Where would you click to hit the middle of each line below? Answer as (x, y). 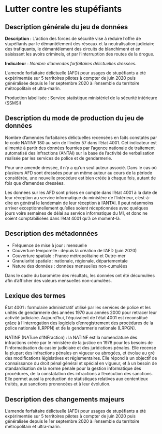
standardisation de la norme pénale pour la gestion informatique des (73, 368)
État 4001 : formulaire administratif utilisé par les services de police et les (78, 308)
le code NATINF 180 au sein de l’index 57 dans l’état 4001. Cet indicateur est (81, 142)
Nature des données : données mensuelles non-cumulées (70, 266)
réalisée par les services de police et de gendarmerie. (59, 158)
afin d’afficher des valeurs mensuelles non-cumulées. (59, 280)
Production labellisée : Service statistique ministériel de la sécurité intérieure (81, 98)
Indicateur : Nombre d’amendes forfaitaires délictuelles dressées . (71, 63)
